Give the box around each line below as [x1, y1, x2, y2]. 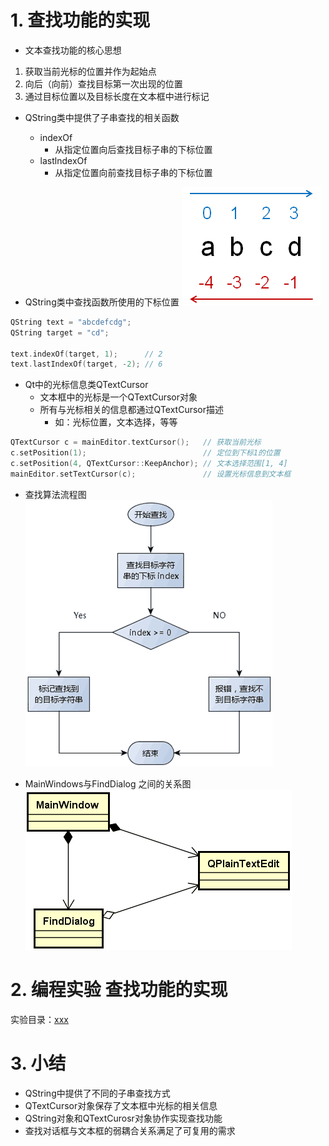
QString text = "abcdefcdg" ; [10, 317, 132, 327]
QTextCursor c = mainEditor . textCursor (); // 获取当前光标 [10, 437, 262, 448]
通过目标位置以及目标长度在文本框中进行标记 [24, 90, 210, 102]
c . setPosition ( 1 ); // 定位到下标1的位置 [10, 448, 281, 458]
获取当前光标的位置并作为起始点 [24, 65, 157, 77]
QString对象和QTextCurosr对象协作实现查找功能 [24, 1112, 223, 1124]
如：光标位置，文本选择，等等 [54, 416, 178, 428]
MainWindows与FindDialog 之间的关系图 [24, 777, 192, 790]
